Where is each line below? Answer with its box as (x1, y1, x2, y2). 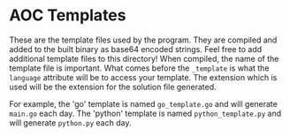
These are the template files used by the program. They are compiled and (9, 34, 278, 45)
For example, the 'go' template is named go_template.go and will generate (9, 98, 279, 109)
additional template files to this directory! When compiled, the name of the (9, 53, 279, 64)
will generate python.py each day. (9, 117, 132, 128)
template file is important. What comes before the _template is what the (9, 63, 270, 73)
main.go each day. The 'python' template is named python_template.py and (9, 108, 282, 118)
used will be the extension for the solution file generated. (9, 81, 217, 92)
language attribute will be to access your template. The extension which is (9, 72, 278, 82)
